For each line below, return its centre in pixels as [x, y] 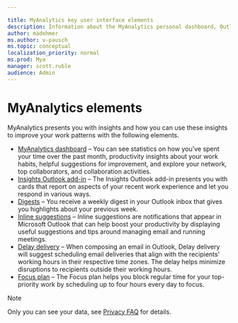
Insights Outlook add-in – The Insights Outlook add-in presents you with [123, 178]
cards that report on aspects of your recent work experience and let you [123, 186]
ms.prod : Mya [27, 60]
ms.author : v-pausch [38, 40]
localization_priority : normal [53, 53]
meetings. [32, 239]
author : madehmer [33, 33]
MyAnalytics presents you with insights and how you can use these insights [118, 127]
